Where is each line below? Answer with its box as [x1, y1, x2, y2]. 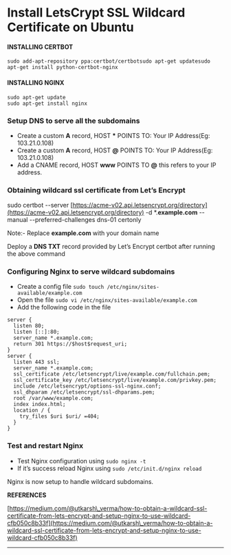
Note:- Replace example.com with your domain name [7, 229, 159, 237]
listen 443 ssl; [13, 359, 60, 366]
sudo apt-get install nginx [7, 100, 88, 107]
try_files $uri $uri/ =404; [19, 413, 100, 420]
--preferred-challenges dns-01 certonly [29, 216, 142, 224]
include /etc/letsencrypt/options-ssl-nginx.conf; [13, 383, 162, 390]
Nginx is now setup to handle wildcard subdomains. [7, 477, 153, 485]
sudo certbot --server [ [7, 201, 74, 210]
